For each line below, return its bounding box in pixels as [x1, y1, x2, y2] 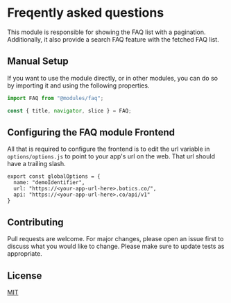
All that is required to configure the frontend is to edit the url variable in [7, 145, 210, 154]
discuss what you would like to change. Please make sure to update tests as [7, 242, 225, 251]
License [7, 270, 42, 281]
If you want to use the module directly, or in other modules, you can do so [7, 74, 219, 82]
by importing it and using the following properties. [7, 81, 150, 90]
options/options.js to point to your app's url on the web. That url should [7, 152, 215, 161]
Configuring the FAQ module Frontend [7, 126, 176, 138]
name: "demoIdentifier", [13, 179, 85, 186]
